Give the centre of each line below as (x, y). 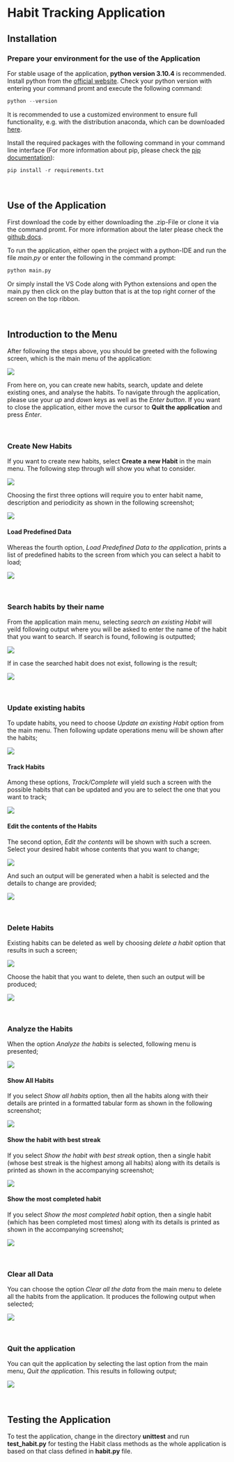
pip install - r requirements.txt (56, 170)
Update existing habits (46, 707)
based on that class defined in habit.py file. (70, 1452)
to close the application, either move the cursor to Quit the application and (115, 407)
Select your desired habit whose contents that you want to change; (103, 849)
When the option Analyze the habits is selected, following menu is (102, 1044)
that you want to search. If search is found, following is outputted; (102, 636)
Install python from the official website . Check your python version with (110, 81)
